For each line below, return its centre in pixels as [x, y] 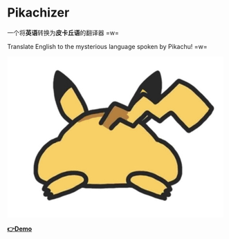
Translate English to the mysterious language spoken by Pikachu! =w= [107, 46]
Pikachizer [38, 13]
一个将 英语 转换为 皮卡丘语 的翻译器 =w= [63, 32]
